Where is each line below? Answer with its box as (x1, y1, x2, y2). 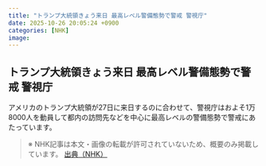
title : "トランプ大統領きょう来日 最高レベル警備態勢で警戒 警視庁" (8, 11, 208, 20)
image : (8, 33, 30, 42)
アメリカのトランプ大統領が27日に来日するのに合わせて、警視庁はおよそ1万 (8, 102, 256, 112)
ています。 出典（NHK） (27, 149, 108, 159)
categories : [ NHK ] (8, 26, 69, 34)
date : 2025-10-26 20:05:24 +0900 (8, 19, 119, 27)
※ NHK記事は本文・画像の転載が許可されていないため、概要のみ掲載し (27, 140, 259, 149)
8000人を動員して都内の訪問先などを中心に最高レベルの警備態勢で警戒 (8, 113, 242, 122)
